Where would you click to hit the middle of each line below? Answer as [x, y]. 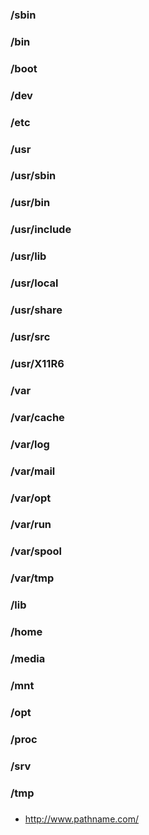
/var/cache [37, 417]
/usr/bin [30, 203]
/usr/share [36, 310]
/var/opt [31, 498]
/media [28, 659]
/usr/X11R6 [37, 363]
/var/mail [33, 471]
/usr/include [41, 230]
